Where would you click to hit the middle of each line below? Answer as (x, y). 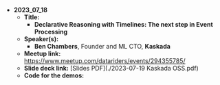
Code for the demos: (54, 75)
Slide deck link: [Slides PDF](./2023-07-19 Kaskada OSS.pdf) (111, 68)
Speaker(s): (41, 39)
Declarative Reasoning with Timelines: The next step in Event (123, 24)
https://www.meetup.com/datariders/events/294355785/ (104, 61)
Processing (51, 32)
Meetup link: (42, 53)
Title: (32, 17)
